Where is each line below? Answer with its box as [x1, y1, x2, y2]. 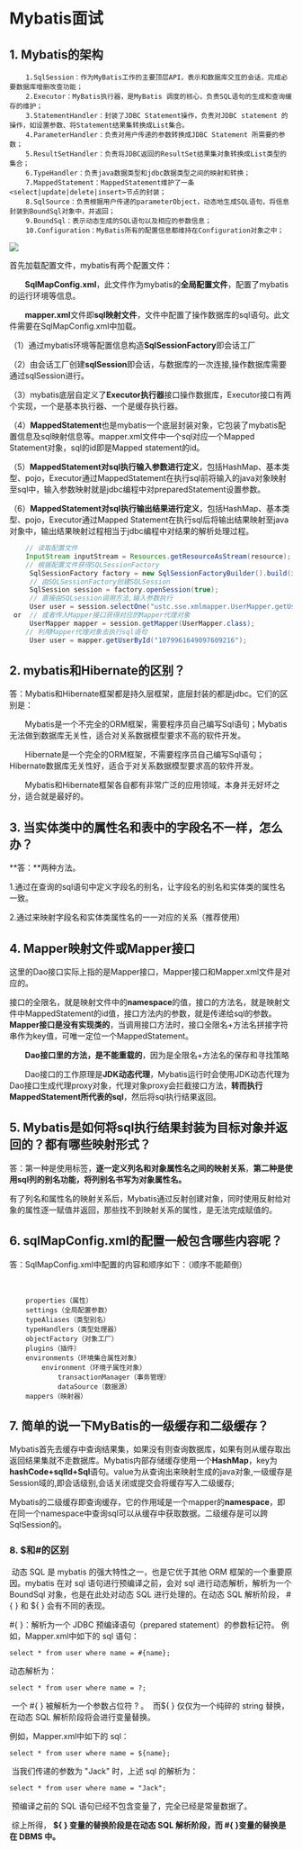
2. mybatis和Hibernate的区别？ [9, 663, 186, 678]
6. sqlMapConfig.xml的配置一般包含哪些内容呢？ [9, 1233, 283, 1248]
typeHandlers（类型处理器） [25, 1325, 121, 1334]
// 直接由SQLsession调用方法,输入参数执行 [29, 594, 173, 603]
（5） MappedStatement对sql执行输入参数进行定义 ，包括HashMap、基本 [9, 461, 282, 472]
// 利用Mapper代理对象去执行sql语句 [25, 627, 148, 636]
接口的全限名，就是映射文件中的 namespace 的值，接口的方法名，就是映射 [9, 996, 283, 1007]
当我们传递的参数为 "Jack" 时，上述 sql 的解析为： [11, 1765, 199, 1776]
